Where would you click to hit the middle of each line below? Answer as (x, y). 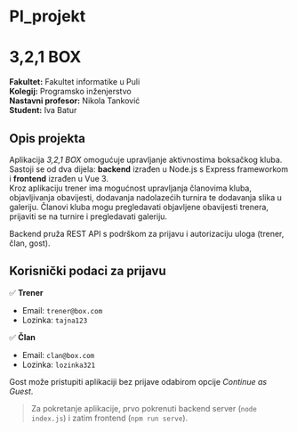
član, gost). (30, 243)
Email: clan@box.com (58, 355)
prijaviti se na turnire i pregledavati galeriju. (88, 216)
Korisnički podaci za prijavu (88, 271)
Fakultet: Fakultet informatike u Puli (75, 82)
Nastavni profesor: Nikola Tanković (75, 101)
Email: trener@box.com (62, 310)
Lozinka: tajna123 (55, 320)
